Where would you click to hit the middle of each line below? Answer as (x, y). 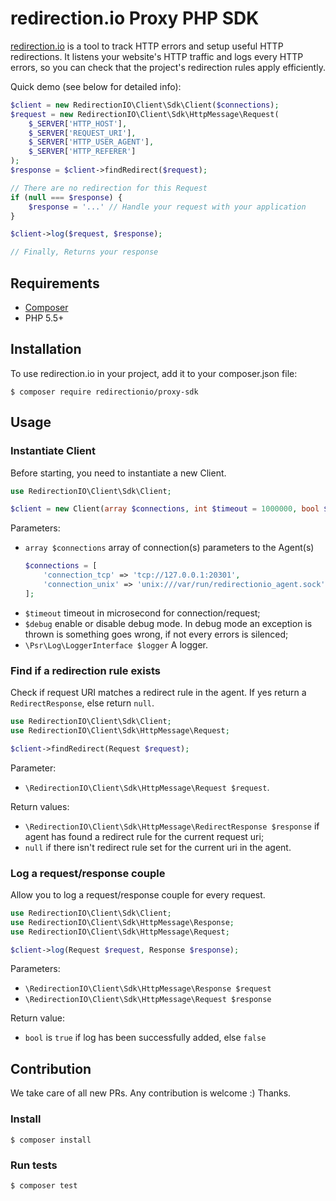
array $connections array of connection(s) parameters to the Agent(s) (169, 548)
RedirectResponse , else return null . (82, 703)
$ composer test (44, 1185)
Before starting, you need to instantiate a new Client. (118, 473)
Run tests (34, 1165)
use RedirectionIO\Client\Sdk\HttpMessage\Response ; (122, 922)
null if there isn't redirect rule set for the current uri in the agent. (158, 847)
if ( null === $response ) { (66, 197)
